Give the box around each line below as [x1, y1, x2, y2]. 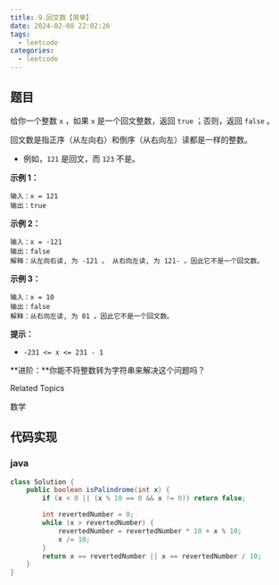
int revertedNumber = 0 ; [42, 510, 135, 519]
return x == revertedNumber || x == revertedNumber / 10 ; [42, 551, 262, 561]
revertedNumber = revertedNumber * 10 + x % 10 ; [57, 526, 242, 536]
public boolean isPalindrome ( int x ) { [26, 486, 170, 495]
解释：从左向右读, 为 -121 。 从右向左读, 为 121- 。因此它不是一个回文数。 [10, 256, 264, 265]
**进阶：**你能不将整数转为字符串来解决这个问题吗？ [10, 364, 206, 375]
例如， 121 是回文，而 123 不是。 [22, 153, 141, 163]
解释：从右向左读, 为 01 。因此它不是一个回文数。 [10, 312, 174, 321]
